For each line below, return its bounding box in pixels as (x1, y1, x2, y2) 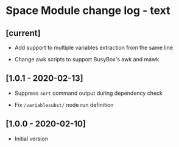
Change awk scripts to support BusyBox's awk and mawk (14, 56, 160, 63)
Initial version (14, 135, 48, 142)
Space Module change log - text (5, 4, 170, 18)
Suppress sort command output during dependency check (14, 89, 163, 97)
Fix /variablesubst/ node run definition (14, 101, 114, 108)
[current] (5, 28, 41, 38)
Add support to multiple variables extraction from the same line (14, 44, 174, 51)
